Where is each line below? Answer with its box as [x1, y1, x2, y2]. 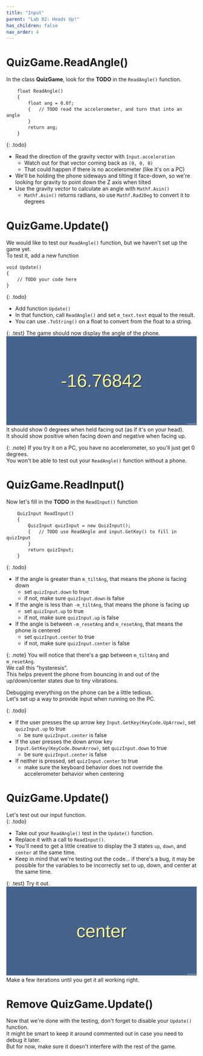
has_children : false [6, 22, 59, 28]
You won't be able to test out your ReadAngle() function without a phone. [6, 457, 187, 464]
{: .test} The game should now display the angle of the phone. [6, 330, 160, 337]
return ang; [28, 125, 59, 131]
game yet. [6, 246, 31, 253]
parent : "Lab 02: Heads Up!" [6, 16, 80, 22]
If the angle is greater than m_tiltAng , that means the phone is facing [14, 575, 187, 582]
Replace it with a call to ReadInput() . [14, 836, 106, 843]
